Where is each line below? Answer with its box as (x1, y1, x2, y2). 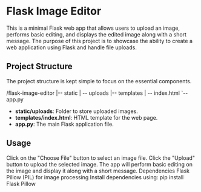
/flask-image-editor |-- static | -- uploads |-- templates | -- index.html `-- (6, 89, 188, 97)
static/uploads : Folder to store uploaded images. (15, 108, 138, 115)
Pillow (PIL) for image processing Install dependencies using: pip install (6, 173, 184, 180)
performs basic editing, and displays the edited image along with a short (6, 30, 186, 38)
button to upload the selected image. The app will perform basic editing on (6, 160, 193, 168)
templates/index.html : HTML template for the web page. (15, 114, 158, 121)
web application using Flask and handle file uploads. (6, 44, 137, 51)
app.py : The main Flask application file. (15, 120, 114, 128)
